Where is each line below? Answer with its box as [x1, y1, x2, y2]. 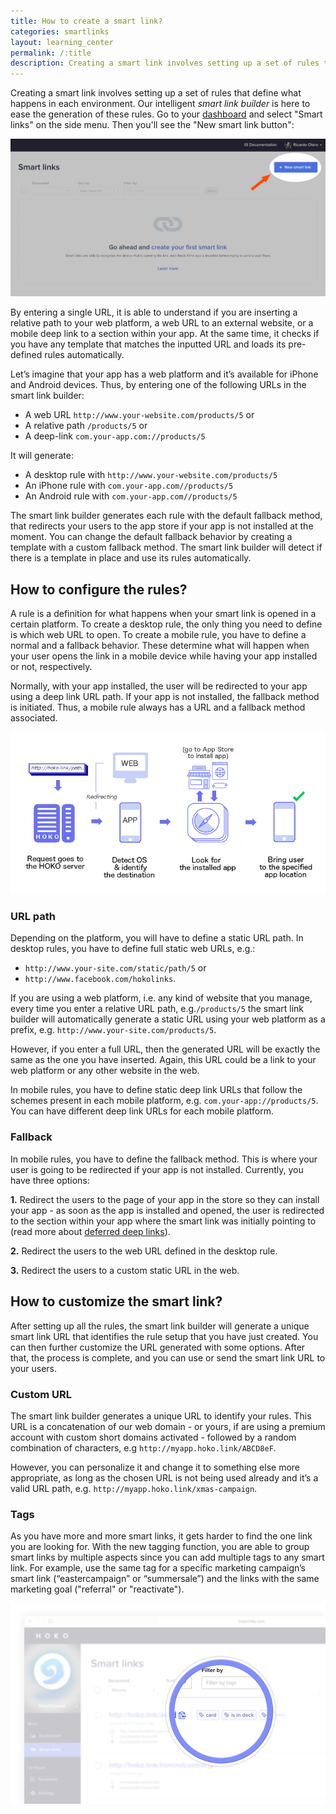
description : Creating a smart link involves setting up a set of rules [10, 58, 320, 69]
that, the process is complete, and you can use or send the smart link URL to [10, 1351, 326, 1364]
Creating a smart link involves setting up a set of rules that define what [10, 87, 302, 99]
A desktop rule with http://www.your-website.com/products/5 [24, 469, 278, 481]
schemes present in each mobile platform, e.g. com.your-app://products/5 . [10, 1095, 319, 1107]
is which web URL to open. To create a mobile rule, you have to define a [10, 629, 307, 641]
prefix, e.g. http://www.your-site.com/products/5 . [10, 1024, 217, 1036]
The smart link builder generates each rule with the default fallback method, [10, 510, 323, 522]
